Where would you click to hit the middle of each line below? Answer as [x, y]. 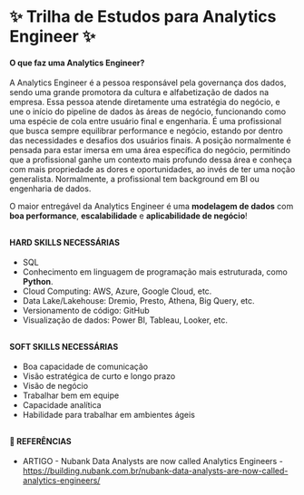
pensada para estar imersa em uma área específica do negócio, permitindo [150, 150]
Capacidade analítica [62, 405]
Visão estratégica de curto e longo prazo [99, 376]
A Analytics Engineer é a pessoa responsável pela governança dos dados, [148, 82]
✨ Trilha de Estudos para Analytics [143, 17]
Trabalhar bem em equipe [71, 395]
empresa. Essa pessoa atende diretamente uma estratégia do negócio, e [145, 102]
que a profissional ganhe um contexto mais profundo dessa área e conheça [151, 160]
